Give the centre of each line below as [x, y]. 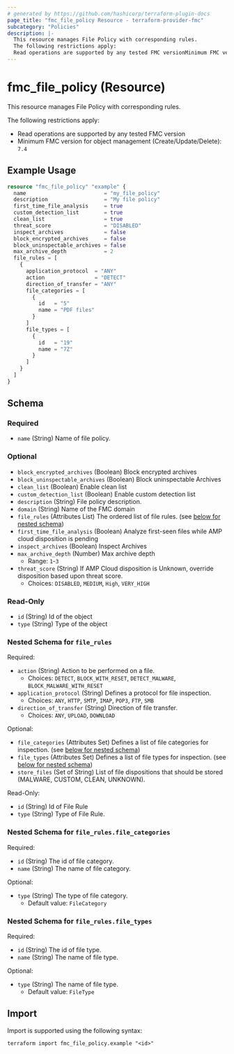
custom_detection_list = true [68, 213]
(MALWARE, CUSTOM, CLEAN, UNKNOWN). [81, 779]
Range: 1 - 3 [43, 561]
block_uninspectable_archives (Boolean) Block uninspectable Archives [119, 479]
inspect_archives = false [70, 232]
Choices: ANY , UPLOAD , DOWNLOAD [71, 715]
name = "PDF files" [67, 310]
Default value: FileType [61, 991]
